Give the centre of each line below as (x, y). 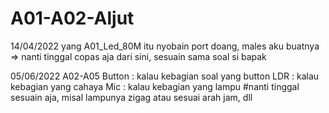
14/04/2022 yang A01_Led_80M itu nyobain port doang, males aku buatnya (165, 46)
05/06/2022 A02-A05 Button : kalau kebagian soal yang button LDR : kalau (165, 76)
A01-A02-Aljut (72, 18)
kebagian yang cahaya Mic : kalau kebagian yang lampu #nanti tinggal (155, 86)
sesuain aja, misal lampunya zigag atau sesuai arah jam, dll (131, 97)
